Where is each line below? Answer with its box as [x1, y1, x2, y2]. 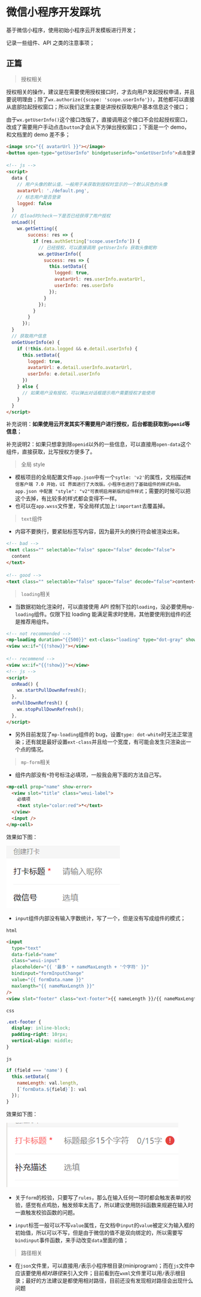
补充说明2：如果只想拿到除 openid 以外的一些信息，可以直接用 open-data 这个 [6, 441, 191, 448]
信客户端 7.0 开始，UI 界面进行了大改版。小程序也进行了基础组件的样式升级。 [14, 482, 184, 488]
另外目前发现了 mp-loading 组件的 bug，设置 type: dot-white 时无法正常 [14, 730, 188, 737]
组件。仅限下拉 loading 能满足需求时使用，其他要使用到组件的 [33, 610, 187, 618]
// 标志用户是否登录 [17, 194, 61, 200]
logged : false [17, 200, 52, 207]
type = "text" [11, 945, 42, 951]
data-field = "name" [11, 951, 58, 957]
